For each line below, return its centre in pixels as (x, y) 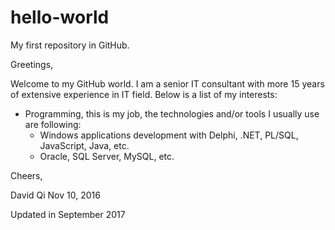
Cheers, (26, 175)
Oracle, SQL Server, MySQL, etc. (107, 156)
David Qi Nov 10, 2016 (55, 195)
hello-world (60, 17)
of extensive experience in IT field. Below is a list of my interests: (144, 94)
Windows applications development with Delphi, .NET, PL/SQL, (169, 135)
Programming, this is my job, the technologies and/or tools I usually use (172, 113)
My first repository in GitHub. (70, 45)
